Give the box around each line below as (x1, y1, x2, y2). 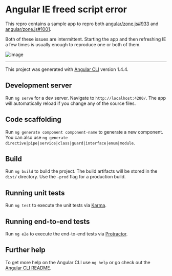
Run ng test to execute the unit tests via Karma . (5, 202, 106, 209)
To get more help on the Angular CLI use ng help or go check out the (5, 259, 150, 265)
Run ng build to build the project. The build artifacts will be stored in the (5, 168, 158, 174)
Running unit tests (5, 189, 65, 197)
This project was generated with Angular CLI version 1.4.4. (5, 66, 129, 72)
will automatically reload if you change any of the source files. (5, 100, 136, 106)
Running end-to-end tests (5, 217, 90, 226)
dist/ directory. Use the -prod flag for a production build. (5, 174, 126, 180)
